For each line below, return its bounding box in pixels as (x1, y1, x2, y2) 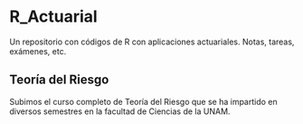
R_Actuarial (9, 6, 98, 27)
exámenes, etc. (9, 45, 67, 56)
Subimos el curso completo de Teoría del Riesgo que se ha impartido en (9, 96, 278, 107)
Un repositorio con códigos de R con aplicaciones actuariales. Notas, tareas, (9, 36, 295, 47)
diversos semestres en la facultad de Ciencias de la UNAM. (9, 106, 231, 117)
